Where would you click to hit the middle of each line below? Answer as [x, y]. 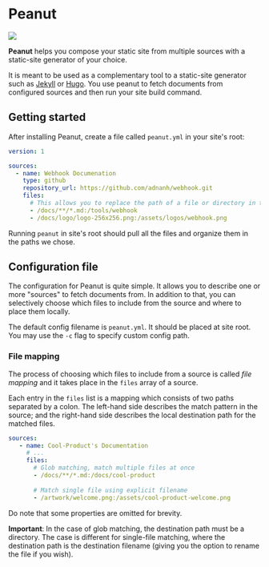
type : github [44, 181]
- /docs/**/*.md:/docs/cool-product [94, 476]
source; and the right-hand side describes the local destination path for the [132, 415]
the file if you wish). [41, 554]
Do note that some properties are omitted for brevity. [95, 513]
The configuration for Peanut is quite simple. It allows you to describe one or [134, 286]
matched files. [32, 423]
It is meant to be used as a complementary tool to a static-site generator [127, 75]
